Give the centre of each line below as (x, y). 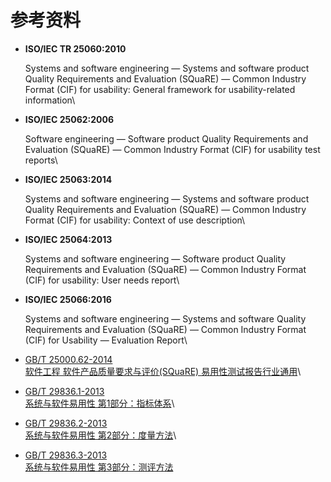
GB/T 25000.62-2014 (68, 359)
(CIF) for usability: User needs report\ (102, 280)
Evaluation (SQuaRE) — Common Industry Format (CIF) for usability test (172, 149)
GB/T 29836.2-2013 (66, 423)
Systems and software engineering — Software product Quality (155, 258)
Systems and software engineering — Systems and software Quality (165, 318)
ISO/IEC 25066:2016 (68, 299)
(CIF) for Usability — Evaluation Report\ (106, 340)
